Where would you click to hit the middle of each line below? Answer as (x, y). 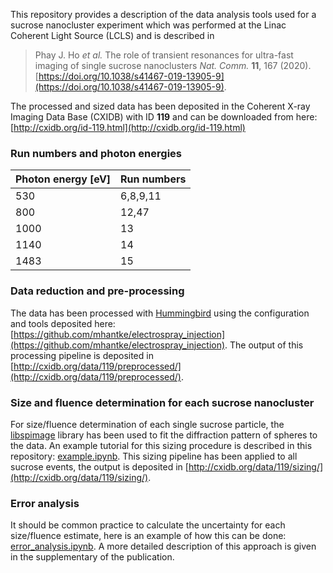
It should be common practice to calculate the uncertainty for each (148, 525)
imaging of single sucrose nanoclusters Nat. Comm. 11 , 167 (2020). (173, 65)
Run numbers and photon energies (96, 153)
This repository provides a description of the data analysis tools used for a (163, 14)
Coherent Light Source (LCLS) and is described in (112, 35)
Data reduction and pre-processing (97, 291)
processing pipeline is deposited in (82, 355)
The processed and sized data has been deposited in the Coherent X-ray (160, 106)
